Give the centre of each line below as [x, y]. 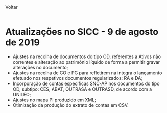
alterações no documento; [40, 67]
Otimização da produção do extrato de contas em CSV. [70, 105]
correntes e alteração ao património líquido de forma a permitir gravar [86, 62]
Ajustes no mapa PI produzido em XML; [54, 100]
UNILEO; [22, 94]
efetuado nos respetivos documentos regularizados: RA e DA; [78, 78]
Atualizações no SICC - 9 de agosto [82, 32]
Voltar [11, 7]
